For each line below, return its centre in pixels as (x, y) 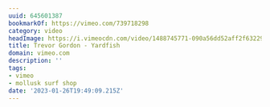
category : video (35, 31)
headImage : (27, 38)
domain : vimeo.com (39, 53)
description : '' (35, 61)
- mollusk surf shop (43, 83)
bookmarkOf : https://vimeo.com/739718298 (79, 23)
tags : (17, 68)
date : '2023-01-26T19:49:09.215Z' (66, 91)
